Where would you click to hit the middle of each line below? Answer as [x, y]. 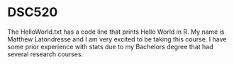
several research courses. [45, 54]
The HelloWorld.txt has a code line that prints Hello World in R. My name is [116, 32]
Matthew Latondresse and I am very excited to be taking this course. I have [117, 39]
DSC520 [33, 12]
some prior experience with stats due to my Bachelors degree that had [110, 46]
